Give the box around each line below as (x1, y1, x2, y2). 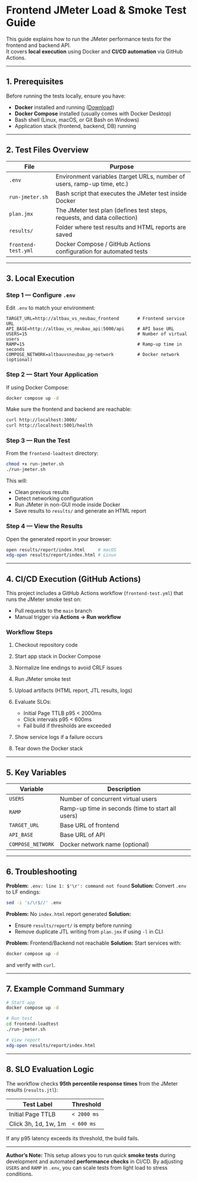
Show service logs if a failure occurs (14, 734, 103, 741)
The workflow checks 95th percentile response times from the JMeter (6, 1080, 178, 1087)
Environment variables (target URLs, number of (55, 172, 185, 180)
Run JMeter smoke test (14, 676, 71, 683)
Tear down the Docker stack (14, 745, 83, 752)
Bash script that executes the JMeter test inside (55, 189, 187, 197)
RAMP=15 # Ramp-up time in (6, 341, 182, 347)
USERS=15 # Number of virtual (6, 331, 188, 337)
